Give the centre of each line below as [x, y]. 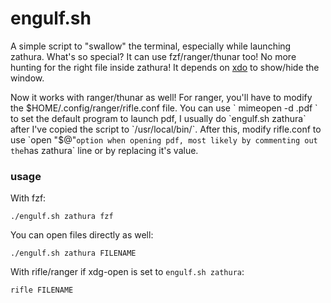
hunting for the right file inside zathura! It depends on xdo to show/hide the [165, 67]
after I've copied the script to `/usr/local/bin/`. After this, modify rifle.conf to [166, 129]
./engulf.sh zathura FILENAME [73, 253]
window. [27, 78]
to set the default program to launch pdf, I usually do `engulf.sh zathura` [158, 118]
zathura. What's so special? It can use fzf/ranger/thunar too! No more [153, 56]
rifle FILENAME [42, 290]
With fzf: [28, 198]
